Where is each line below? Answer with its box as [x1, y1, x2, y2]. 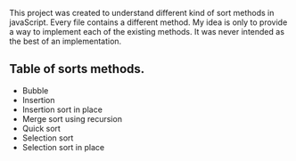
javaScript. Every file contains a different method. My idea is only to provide [9, 17, 288, 28]
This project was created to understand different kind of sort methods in [9, 8, 275, 18]
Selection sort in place [21, 141, 105, 152]
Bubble [21, 85, 49, 96]
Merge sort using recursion [21, 113, 123, 124]
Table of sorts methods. [9, 61, 145, 76]
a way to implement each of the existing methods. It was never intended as [9, 27, 285, 36]
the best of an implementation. [9, 36, 122, 46]
